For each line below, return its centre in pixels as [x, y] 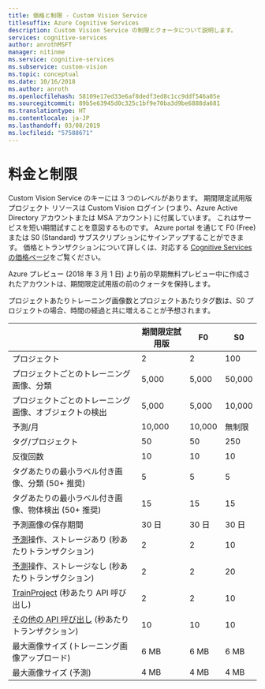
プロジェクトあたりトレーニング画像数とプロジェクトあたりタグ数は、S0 [127, 300]
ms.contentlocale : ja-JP [49, 118]
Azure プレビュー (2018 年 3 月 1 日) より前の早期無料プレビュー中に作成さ [129, 274]
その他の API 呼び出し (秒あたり [71, 619]
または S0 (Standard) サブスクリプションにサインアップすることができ [123, 237]
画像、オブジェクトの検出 [60, 412]
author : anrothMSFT [40, 45]
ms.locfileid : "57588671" [50, 133]
